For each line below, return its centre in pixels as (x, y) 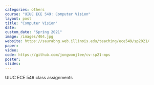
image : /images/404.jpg (29, 37)
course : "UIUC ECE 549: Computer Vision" (48, 14)
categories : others (25, 9)
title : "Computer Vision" (31, 23)
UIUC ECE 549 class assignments (39, 78)
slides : (13, 64)
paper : (12, 46)
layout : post (18, 18)
